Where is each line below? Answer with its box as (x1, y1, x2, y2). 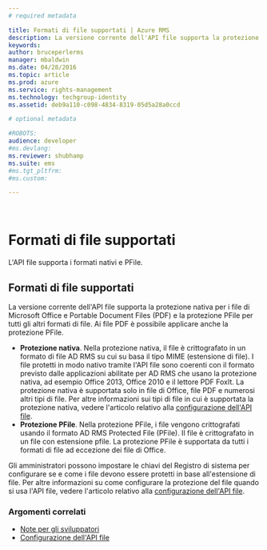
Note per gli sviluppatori (19, 524, 100, 534)
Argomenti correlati (8, 506, 86, 517)
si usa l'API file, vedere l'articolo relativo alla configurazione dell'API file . (8, 486, 245, 496)
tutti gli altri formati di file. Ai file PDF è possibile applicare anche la (8, 319, 229, 328)
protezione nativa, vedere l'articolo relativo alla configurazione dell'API (19, 403, 253, 412)
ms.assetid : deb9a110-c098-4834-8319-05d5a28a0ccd (8, 101, 181, 109)
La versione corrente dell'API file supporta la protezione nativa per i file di (8, 302, 250, 311)
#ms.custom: (8, 174, 48, 183)
